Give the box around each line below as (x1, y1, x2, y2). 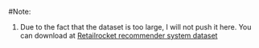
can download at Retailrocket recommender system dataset (19, 31, 218, 40)
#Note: (8, 7, 31, 16)
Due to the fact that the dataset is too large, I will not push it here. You (19, 22, 252, 31)
